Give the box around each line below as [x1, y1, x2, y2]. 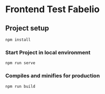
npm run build [5, 84, 36, 89]
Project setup [5, 24, 50, 33]
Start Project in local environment [5, 49, 91, 56]
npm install [5, 37, 31, 42]
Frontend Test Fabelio [5, 4, 100, 15]
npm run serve [5, 60, 36, 66]
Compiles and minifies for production [5, 72, 100, 79]
